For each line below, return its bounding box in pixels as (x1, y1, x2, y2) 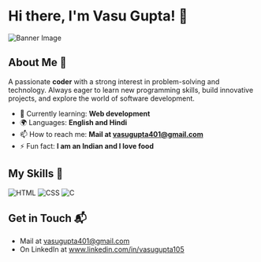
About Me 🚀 (8, 56, 67, 69)
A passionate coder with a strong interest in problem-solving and (8, 76, 220, 86)
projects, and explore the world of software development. (8, 94, 196, 103)
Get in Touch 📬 (8, 212, 87, 225)
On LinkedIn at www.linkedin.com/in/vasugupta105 (19, 245, 185, 254)
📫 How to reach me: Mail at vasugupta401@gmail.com (19, 129, 203, 138)
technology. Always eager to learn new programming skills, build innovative (8, 85, 254, 94)
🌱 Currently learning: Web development (19, 109, 151, 118)
